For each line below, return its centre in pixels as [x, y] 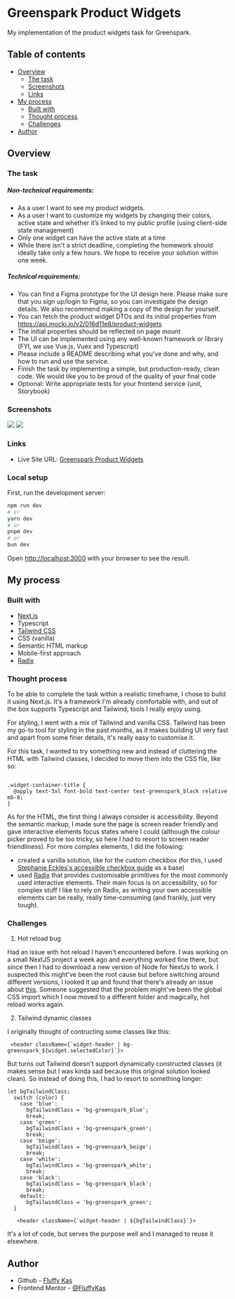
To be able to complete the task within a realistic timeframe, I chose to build [116, 694]
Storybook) [34, 391]
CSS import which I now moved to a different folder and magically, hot [108, 997]
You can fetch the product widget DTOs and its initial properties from [117, 316]
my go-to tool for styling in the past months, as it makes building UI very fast [118, 730]
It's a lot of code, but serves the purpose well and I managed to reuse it [110, 1234]
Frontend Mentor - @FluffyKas [62, 1288]
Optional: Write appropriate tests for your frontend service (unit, [109, 384]
